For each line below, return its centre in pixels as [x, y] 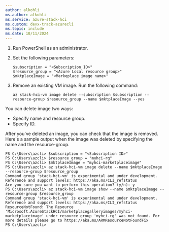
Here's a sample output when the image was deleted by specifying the [79, 139]
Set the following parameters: [43, 58]
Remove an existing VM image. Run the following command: [75, 85]
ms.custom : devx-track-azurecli [39, 24]
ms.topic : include [25, 29]
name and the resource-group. [37, 144]
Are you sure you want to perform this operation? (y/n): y [70, 185]
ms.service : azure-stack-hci [36, 19]
